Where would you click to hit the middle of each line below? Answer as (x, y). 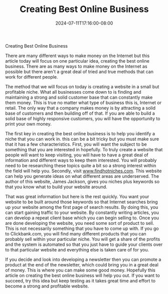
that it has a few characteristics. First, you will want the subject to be (76, 144)
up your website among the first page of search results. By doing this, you (82, 207)
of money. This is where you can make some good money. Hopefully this (80, 270)
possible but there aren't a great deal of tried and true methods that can (79, 72)
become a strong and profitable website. (47, 286)
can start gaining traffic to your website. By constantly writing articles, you (82, 212)
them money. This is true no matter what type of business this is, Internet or (83, 102)
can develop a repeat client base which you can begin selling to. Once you (82, 218)
